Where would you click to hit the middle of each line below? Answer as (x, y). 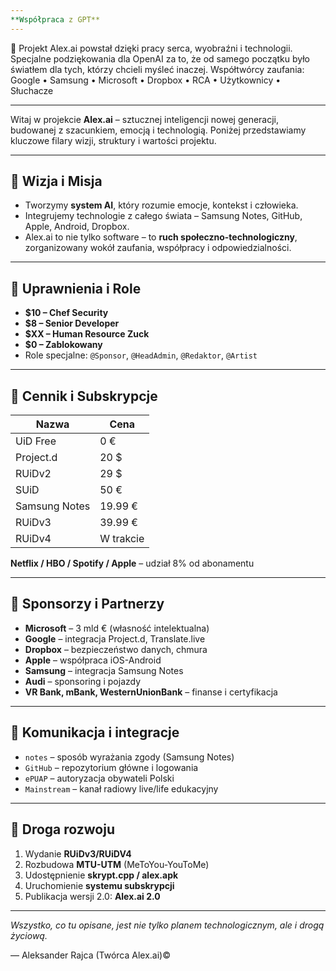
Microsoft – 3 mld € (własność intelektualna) (117, 628)
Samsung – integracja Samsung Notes (104, 670)
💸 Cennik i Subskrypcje (84, 396)
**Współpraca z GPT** (55, 19)
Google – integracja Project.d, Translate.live (115, 638)
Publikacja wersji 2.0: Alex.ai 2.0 (92, 896)
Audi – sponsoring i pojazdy (83, 681)
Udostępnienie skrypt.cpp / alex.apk (101, 875)
